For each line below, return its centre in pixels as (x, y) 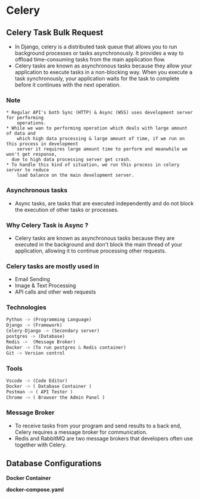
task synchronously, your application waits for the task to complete (97, 78)
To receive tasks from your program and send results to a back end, (98, 426)
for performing (25, 118)
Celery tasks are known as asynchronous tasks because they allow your (103, 66)
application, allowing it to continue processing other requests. (90, 251)
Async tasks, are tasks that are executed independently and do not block (104, 203)
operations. (32, 123)
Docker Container (29, 478)
